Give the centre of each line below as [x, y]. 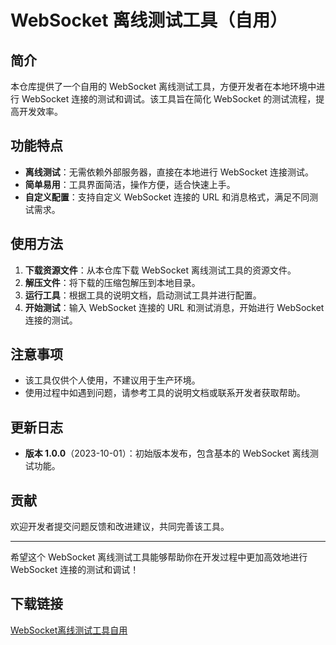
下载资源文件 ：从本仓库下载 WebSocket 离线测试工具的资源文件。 [160, 270]
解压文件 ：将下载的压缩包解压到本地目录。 [112, 282]
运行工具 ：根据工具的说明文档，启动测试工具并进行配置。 [143, 295]
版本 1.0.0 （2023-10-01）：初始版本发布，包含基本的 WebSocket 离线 [167, 453]
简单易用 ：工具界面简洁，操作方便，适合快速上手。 [130, 184]
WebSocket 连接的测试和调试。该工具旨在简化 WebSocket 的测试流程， [169, 99]
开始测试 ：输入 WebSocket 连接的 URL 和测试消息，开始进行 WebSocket [174, 307]
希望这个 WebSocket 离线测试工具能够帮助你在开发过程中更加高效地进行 [159, 557]
